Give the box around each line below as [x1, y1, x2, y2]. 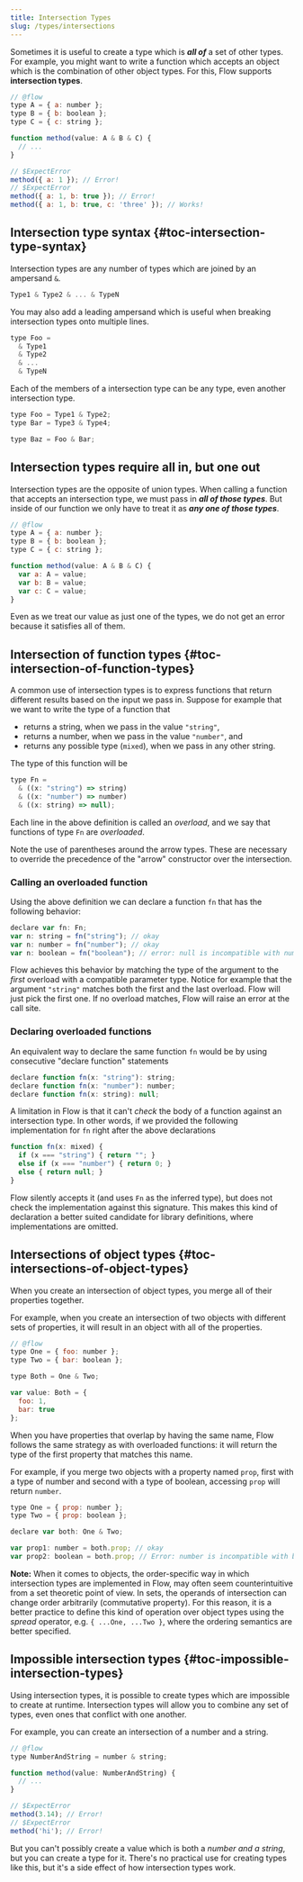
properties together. [10, 1294, 85, 1306]
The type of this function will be [10, 758, 129, 769]
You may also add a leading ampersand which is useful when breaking [10, 306, 272, 317]
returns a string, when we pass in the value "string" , [22, 721, 220, 732]
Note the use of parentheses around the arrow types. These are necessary [10, 844, 288, 855]
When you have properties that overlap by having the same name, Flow [10, 1429, 274, 1441]
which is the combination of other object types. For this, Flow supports [10, 65, 272, 77]
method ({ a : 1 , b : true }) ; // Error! [10, 192, 156, 201]
